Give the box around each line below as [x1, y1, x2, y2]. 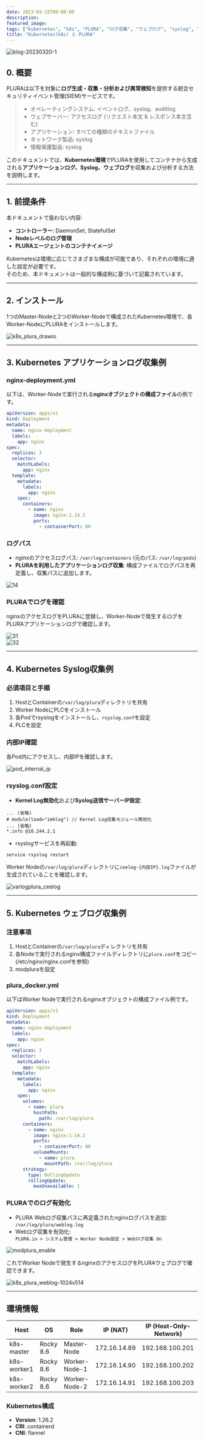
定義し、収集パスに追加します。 [15, 569, 95, 576]
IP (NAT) [103, 1326, 129, 1335]
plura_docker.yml [6, 981, 59, 989]
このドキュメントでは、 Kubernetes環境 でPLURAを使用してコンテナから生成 [6, 156, 198, 163]
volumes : [22, 1098, 45, 1104]
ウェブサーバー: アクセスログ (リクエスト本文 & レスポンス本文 [30, 113, 187, 120]
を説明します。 [6, 171, 44, 178]
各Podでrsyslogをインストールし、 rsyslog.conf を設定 [15, 713, 151, 721]
